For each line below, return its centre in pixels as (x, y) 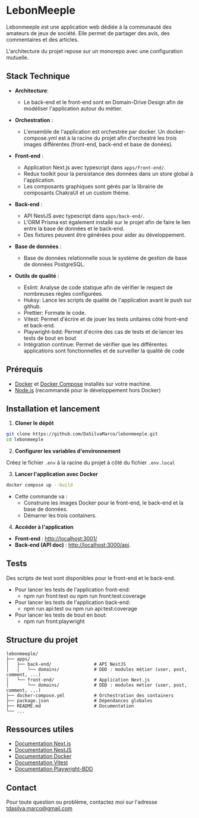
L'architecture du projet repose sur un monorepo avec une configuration (94, 51)
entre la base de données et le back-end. (74, 228)
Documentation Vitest (41, 763)
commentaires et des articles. (42, 39)
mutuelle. (18, 57)
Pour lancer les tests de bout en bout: (61, 615)
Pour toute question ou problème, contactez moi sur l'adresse (82, 802)
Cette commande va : (41, 496)
